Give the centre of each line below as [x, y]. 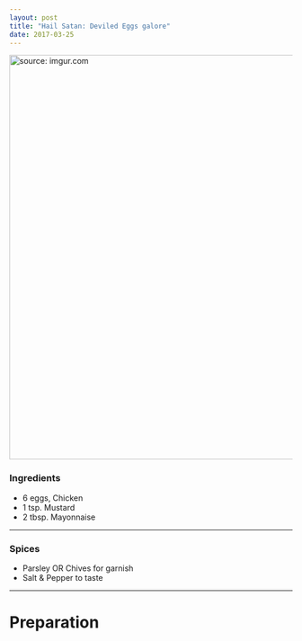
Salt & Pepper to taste [62, 577]
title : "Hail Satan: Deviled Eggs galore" [90, 26]
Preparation [54, 623]
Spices [25, 548]
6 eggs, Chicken [53, 498]
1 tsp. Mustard [49, 507]
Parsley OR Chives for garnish [78, 568]
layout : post [34, 18]
